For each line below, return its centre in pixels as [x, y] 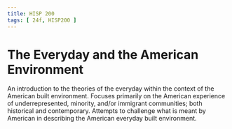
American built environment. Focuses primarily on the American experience [116, 96]
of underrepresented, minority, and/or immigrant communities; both [105, 104]
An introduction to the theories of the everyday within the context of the [111, 89]
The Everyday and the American [103, 55]
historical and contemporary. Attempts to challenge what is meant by [107, 111]
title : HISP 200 [31, 14]
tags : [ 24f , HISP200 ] [42, 20]
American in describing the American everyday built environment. [102, 119]
